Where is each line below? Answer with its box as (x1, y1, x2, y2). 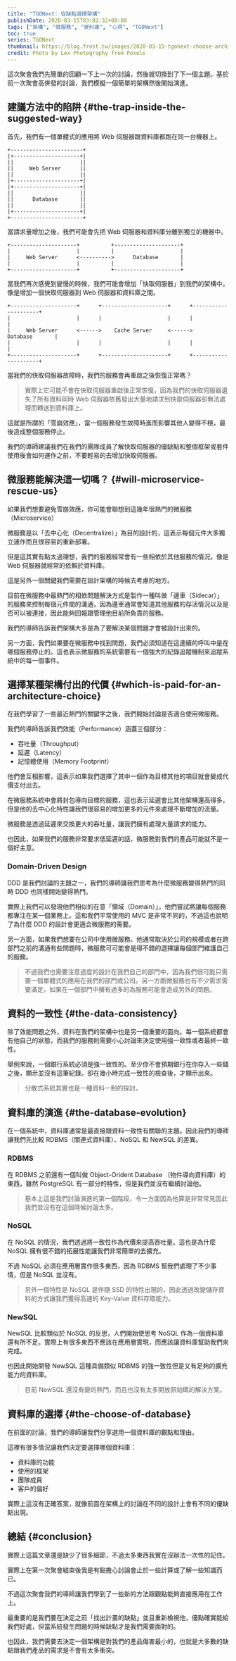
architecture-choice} (7, 690, 102, 702)
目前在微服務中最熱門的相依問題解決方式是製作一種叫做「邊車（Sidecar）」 (7, 591, 223, 599)
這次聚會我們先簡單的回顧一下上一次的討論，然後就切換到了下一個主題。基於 (7, 70, 229, 78)
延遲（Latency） (17, 748, 66, 757)
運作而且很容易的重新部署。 (13, 537, 93, 546)
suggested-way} (7, 113, 83, 125)
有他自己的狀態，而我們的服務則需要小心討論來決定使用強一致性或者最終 (7, 1036, 216, 1045)
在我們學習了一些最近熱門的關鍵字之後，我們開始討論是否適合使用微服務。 (7, 709, 223, 718)
